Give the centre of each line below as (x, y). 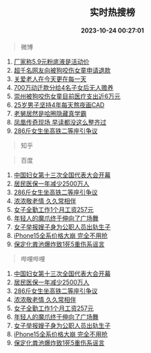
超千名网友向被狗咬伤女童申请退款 (62, 70)
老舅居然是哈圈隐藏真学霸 (50, 114)
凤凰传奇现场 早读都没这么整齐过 (60, 122)
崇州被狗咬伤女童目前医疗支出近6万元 (67, 96)
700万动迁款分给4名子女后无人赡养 (63, 87)
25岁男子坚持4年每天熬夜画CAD (59, 105)
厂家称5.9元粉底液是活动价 (51, 62)
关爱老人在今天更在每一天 (50, 79)
